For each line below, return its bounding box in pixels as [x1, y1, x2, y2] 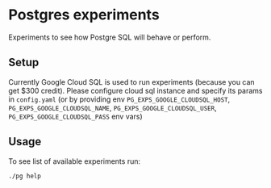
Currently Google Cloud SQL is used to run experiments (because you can [8, 77, 256, 86]
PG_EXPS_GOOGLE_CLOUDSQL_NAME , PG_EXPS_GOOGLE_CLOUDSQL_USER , [8, 102, 217, 112]
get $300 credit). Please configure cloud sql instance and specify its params [8, 86, 263, 95]
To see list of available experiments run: [8, 156, 141, 166]
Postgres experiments [8, 6, 160, 24]
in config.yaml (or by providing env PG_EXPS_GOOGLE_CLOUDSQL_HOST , [8, 94, 231, 104]
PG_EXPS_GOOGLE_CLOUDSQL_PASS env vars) [8, 111, 143, 121]
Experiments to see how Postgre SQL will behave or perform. [8, 32, 211, 42]
